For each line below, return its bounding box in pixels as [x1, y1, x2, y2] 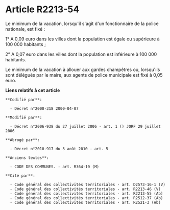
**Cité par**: [5, 173, 36, 178]
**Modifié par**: [5, 115, 42, 120]
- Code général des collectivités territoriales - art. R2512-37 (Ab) [10, 195, 163, 200]
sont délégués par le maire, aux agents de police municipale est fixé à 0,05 [5, 72, 163, 78]
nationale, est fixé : [5, 26, 45, 32]
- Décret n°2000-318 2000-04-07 [10, 106, 79, 111]
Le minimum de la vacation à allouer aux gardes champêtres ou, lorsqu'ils [5, 66, 160, 73]
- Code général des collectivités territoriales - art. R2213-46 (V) [10, 186, 161, 192]
